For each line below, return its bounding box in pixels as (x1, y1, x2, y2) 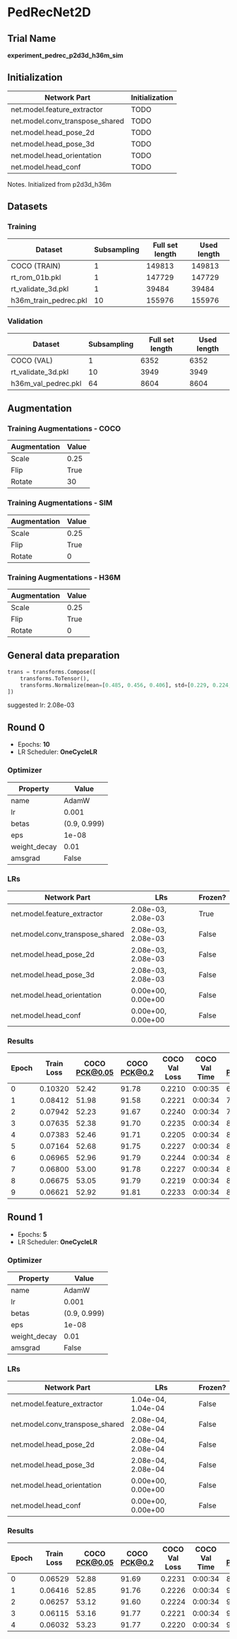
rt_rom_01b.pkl (11, 272, 61, 282)
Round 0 (7, 721, 45, 733)
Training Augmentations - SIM (7, 498, 113, 508)
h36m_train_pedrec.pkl (11, 295, 87, 305)
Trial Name (7, 33, 56, 45)
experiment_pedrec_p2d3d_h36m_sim (7, 51, 123, 59)
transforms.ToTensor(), (20, 675, 90, 682)
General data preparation (7, 650, 120, 662)
